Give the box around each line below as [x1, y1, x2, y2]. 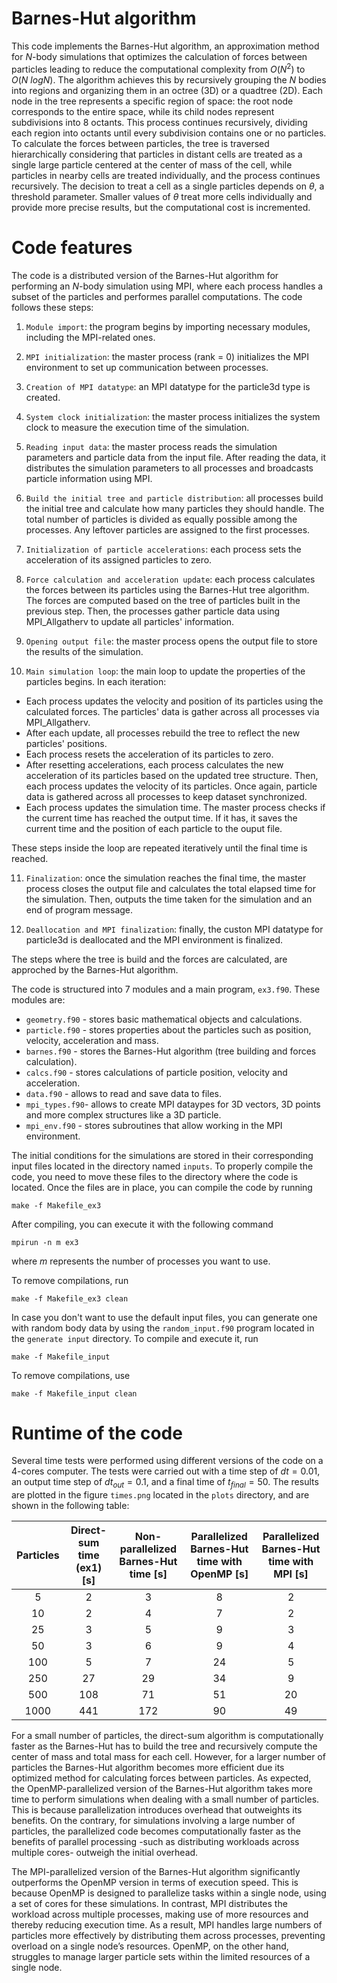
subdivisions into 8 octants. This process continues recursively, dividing [11, 116, 308, 128]
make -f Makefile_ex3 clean [11, 1293, 129, 1304]
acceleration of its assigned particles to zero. [25, 553, 213, 566]
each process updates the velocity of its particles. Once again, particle [25, 780, 318, 792]
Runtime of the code [11, 1422, 183, 1444]
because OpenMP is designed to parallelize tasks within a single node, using [11, 1887, 327, 1899]
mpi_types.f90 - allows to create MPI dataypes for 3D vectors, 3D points [25, 1098, 321, 1110]
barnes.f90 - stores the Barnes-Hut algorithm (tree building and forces [25, 1045, 317, 1057]
